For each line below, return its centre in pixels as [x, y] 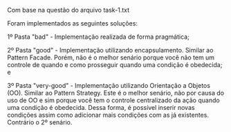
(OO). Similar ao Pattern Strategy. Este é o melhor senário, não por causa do [116, 93]
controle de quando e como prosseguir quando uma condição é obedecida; [115, 65]
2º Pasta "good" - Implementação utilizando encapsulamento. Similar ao [110, 50]
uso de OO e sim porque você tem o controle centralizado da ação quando [113, 100]
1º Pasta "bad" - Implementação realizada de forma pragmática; [99, 37]
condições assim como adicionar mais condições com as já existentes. [108, 115]
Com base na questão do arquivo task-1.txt [68, 10]
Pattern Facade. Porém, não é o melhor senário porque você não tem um [111, 57]
